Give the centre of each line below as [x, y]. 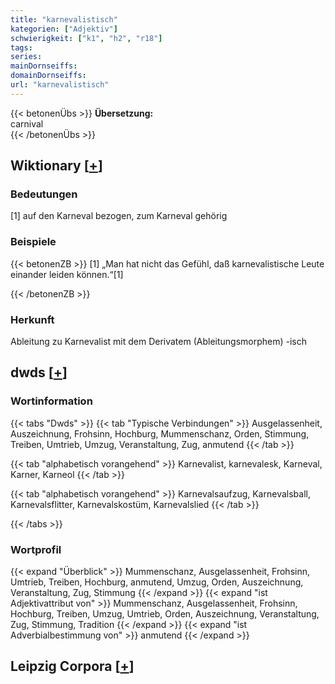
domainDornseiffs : [48, 76]
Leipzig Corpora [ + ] [72, 666]
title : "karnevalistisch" [64, 19]
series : [26, 57]
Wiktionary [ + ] [56, 166]
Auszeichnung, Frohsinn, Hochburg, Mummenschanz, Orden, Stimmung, [160, 433]
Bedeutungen [44, 194]
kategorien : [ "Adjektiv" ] [64, 29]
